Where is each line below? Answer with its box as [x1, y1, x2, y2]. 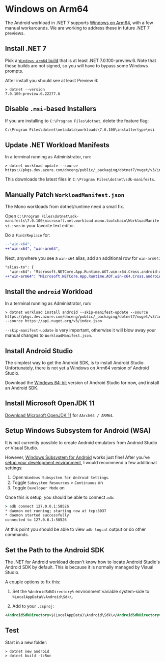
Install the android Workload [5, 287, 93, 296]
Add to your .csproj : [12, 603, 54, 609]
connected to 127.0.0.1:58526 [5, 517, 67, 522]
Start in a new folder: [5, 639, 48, 645]
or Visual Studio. [5, 445, 38, 451]
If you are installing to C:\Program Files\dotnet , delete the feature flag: [5, 118, 149, 123]
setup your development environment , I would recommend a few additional [5, 459, 157, 465]
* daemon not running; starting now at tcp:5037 [5, 508, 107, 513]
